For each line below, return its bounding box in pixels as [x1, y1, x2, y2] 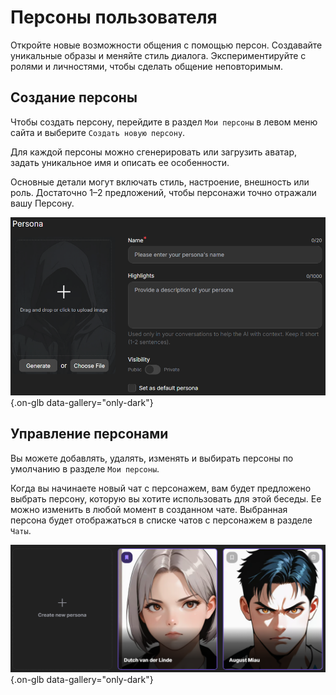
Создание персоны [10, 89, 138, 106]
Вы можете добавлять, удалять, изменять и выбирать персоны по [10, 452, 294, 464]
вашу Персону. [10, 197, 75, 209]
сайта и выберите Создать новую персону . [10, 126, 186, 138]
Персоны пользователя [10, 6, 218, 29]
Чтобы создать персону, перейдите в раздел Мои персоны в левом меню [10, 116, 318, 128]
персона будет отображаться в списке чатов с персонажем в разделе [10, 514, 313, 526]
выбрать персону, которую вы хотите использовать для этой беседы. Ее [10, 492, 322, 505]
